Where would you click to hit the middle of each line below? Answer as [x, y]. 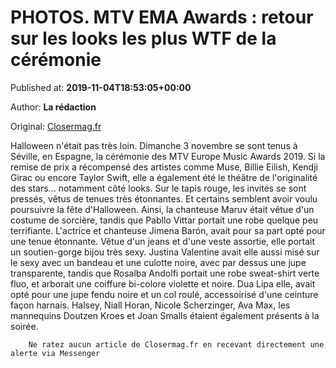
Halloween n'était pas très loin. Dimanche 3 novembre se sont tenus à [154, 145]
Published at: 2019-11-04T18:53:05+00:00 [101, 87]
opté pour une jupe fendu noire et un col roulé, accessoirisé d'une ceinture [164, 294]
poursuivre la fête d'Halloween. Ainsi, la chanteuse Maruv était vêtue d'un [162, 209]
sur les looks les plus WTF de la [143, 38]
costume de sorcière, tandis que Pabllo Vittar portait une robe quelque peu [164, 220]
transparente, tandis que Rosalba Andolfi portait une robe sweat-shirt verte [165, 273]
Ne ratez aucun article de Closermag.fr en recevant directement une [176, 344]
